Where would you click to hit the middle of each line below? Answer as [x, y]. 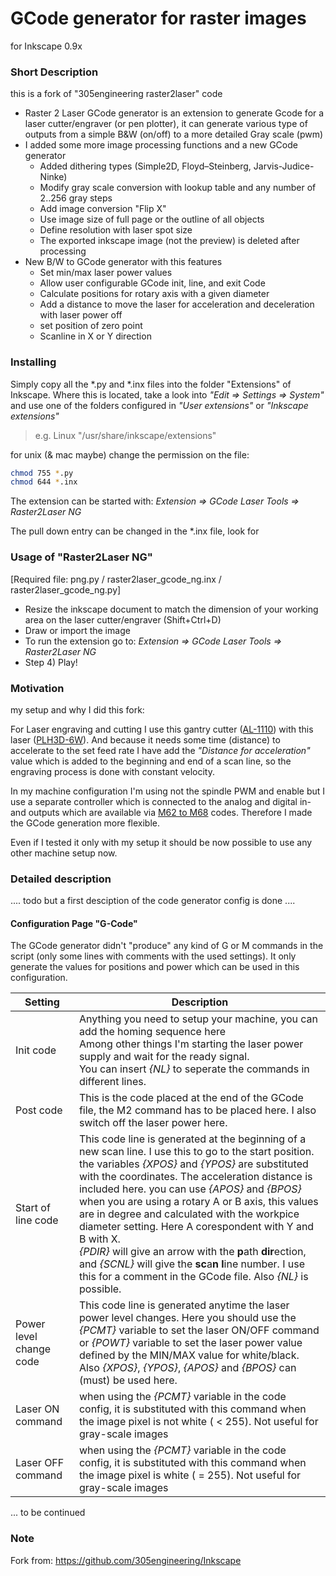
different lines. [112, 1082]
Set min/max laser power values [106, 273]
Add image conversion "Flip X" [103, 209]
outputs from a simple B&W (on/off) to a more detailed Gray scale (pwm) [174, 134]
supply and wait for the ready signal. [164, 1057]
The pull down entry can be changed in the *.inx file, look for [135, 531]
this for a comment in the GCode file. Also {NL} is [193, 1277]
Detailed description [61, 879]
